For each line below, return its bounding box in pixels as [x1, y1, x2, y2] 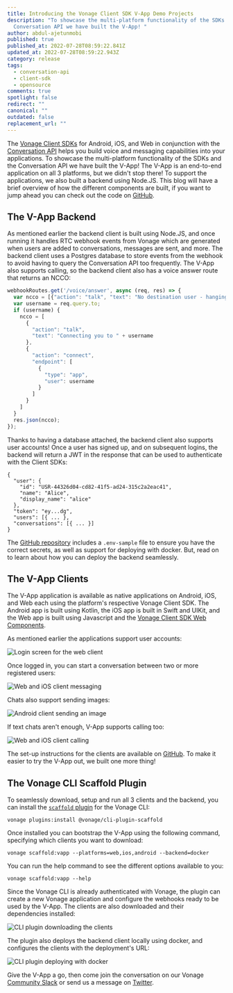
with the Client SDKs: [7, 458, 68, 466]
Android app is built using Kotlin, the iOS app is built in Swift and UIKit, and [7, 606, 221, 615]
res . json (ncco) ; [13, 417, 60, 423]
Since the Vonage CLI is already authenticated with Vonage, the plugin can [7, 887, 221, 896]
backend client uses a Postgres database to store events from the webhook [7, 252, 223, 260]
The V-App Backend [7, 211, 96, 223]
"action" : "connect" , [32, 352, 95, 359]
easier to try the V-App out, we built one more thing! [7, 757, 156, 766]
